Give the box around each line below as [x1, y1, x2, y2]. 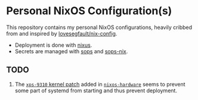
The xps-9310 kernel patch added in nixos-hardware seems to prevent [14, 80, 186, 88]
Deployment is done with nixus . [14, 41, 92, 49]
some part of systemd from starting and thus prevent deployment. [14, 87, 178, 94]
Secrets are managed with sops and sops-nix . [14, 47, 128, 54]
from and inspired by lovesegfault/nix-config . [6, 30, 117, 37]
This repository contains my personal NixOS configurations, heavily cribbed [6, 24, 193, 31]
